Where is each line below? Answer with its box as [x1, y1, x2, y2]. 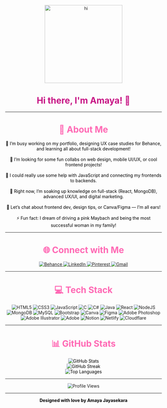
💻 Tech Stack [54, 285, 113, 296]
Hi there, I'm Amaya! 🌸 [36, 95, 131, 106]
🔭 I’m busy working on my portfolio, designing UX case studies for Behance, [5, 140, 162, 146]
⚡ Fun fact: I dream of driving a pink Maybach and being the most [16, 215, 151, 221]
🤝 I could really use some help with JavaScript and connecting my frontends [5, 172, 162, 178]
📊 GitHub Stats [51, 338, 116, 349]
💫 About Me [59, 124, 108, 135]
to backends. [70, 177, 97, 183]
